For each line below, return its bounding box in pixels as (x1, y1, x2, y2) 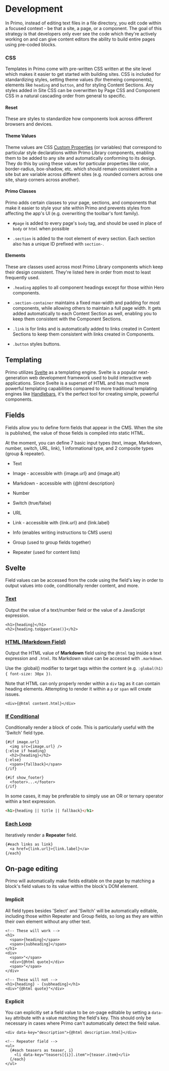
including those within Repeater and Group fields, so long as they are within (5, 913, 163, 919)
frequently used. (5, 275, 39, 281)
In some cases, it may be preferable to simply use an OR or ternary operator (5, 793, 163, 799)
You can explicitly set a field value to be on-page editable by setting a (5, 1009, 151, 1015)
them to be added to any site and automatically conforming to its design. (5, 155, 156, 161)
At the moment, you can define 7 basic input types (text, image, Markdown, (5, 439, 162, 445)
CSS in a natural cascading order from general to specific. (5, 93, 126, 99)
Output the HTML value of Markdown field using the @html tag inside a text (5, 650, 162, 656)
